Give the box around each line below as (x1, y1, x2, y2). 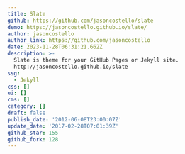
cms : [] (7, 97, 30, 104)
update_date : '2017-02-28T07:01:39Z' (7, 122, 119, 130)
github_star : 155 (7, 129, 59, 136)
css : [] (7, 83, 30, 90)
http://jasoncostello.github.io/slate (13, 63, 129, 70)
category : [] (7, 103, 46, 110)
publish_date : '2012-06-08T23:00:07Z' (7, 116, 122, 123)
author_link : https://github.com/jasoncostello (7, 37, 151, 44)
